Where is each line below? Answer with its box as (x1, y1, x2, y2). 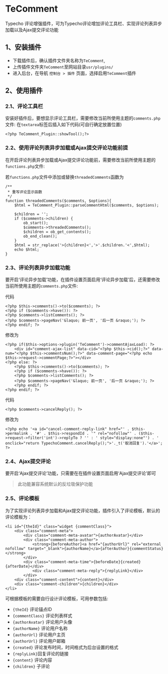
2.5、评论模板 (5, 495, 39, 502)
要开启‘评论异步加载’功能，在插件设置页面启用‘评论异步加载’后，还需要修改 (5, 276, 160, 283)
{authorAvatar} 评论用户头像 (12, 619, 72, 625)
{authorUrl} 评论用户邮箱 (12, 638, 66, 644)
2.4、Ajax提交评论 (5, 458, 51, 465)
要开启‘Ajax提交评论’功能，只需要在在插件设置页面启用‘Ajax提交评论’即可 (5, 470, 156, 477)
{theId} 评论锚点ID (12, 606, 52, 612)
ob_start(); (23, 220, 49, 225)
